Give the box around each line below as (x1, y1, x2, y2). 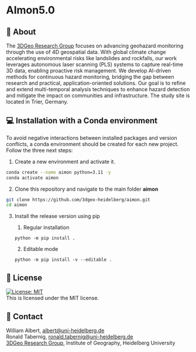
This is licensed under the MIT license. (6, 295, 99, 302)
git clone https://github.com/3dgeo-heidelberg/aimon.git (6, 196, 150, 202)
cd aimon (6, 202, 27, 208)
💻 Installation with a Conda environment (6, 116, 158, 126)
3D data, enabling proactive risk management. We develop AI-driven (6, 67, 171, 74)
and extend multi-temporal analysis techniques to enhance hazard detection (6, 86, 190, 92)
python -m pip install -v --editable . (14, 257, 112, 263)
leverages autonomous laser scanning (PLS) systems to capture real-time (6, 61, 183, 68)
